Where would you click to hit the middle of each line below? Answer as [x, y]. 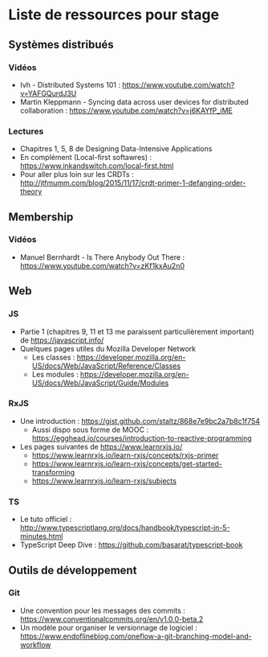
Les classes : [53, 357]
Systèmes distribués [61, 45]
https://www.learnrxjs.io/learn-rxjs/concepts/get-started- [127, 463]
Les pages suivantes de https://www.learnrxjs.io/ [101, 446]
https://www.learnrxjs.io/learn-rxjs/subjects [104, 481]
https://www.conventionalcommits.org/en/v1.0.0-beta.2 [112, 619]
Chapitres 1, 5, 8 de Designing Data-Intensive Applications [116, 149]
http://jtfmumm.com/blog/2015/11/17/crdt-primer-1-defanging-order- [133, 183]
